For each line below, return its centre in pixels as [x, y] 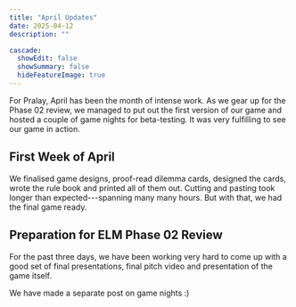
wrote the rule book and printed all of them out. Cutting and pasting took [142, 187]
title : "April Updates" [53, 17]
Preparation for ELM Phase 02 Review [116, 235]
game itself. [31, 275]
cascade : [25, 50]
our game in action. [45, 129]
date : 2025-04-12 [41, 26]
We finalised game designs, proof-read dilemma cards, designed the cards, [148, 178]
